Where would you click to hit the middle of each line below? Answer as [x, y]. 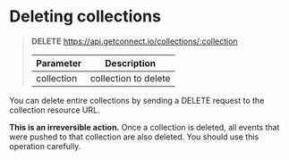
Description [131, 63]
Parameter [59, 63]
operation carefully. [45, 146]
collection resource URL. [55, 110]
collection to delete [130, 78]
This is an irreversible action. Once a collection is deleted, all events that [144, 127]
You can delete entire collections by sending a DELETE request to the [137, 100]
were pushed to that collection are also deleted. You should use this [134, 137]
